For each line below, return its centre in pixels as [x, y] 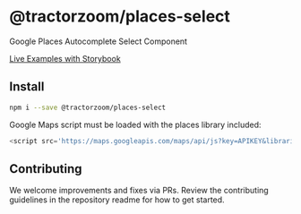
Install [27, 87]
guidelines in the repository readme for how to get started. [117, 200]
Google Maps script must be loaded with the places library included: [135, 124]
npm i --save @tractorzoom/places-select [88, 107]
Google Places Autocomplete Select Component [99, 41]
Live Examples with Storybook [65, 58]
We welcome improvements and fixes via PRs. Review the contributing [139, 191]
